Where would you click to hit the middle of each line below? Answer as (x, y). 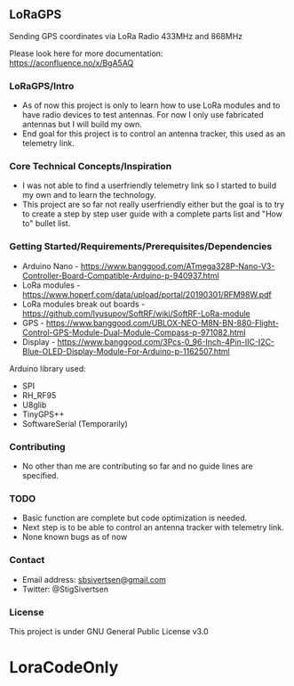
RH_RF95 (39, 395)
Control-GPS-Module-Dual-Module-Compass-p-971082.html (134, 332)
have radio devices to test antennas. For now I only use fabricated (143, 115)
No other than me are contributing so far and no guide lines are (137, 466)
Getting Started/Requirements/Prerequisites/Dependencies (141, 247)
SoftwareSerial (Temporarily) (75, 423)
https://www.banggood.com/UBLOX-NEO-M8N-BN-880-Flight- (163, 323)
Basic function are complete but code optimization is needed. (135, 518)
